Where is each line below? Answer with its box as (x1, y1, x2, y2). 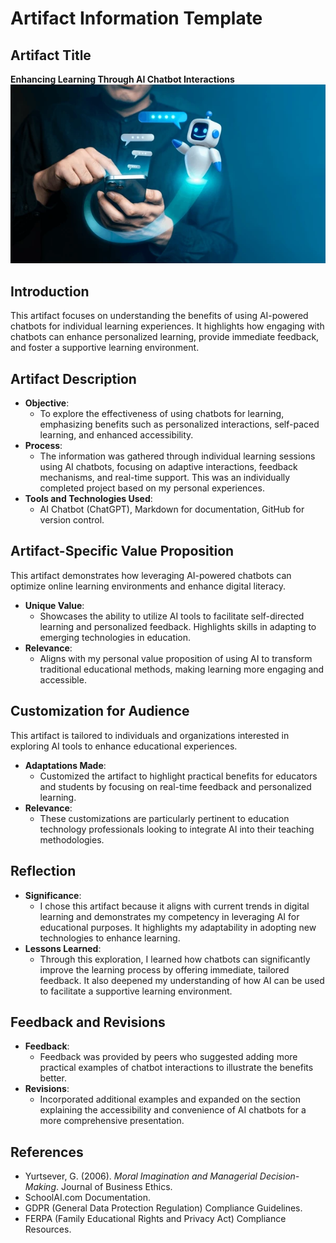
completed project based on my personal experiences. (39, 482, 265, 494)
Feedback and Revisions (10, 1013, 166, 1031)
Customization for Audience (10, 703, 190, 720)
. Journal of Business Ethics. (56, 1181, 173, 1193)
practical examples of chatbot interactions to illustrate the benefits (39, 1062, 314, 1074)
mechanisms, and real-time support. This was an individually (39, 472, 291, 484)
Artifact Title (10, 47, 92, 64)
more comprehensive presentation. (39, 1115, 185, 1127)
